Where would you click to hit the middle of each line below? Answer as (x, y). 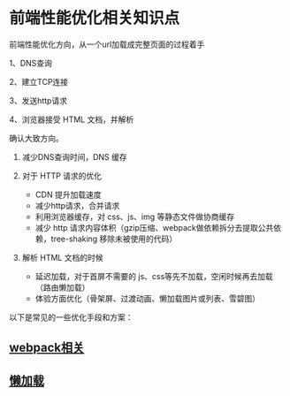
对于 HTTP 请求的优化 (62, 175)
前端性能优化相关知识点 (95, 18)
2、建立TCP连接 (39, 81)
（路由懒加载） (62, 287)
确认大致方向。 (36, 138)
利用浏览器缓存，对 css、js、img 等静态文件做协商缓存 (135, 217)
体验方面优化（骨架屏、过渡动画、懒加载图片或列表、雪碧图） (148, 298)
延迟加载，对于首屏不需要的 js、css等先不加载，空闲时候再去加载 (154, 276)
